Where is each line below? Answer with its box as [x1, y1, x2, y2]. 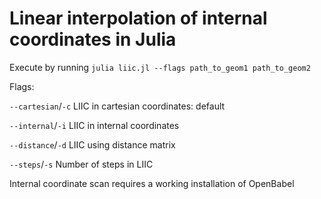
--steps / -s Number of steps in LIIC [9, 158, 154, 170]
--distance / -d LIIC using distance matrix [9, 138, 176, 151]
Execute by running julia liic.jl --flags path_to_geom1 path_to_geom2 [9, 61, 311, 73]
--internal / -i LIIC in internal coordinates [9, 119, 180, 131]
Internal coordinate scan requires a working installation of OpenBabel [9, 177, 295, 189]
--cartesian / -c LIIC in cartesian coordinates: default [9, 100, 226, 112]
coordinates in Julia [9, 28, 177, 51]
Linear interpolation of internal [9, 7, 268, 30]
